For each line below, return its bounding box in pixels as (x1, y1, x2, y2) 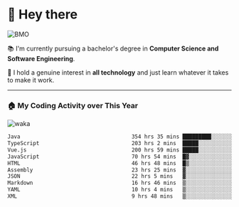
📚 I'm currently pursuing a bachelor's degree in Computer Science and (7, 44, 219, 53)
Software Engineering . (7, 54, 75, 63)
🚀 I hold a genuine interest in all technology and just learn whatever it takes (7, 68, 229, 77)
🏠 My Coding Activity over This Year (7, 100, 139, 110)
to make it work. (7, 75, 55, 84)
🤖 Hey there (7, 6, 78, 23)
